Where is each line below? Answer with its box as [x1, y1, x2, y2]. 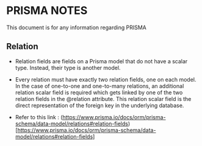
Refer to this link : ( [15, 113, 63, 120]
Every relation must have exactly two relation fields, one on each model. [15, 75, 197, 83]
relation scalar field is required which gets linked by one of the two [15, 89, 183, 96]
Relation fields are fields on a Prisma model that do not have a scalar [15, 57, 188, 64]
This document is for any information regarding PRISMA [6, 24, 146, 31]
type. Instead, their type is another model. [15, 64, 121, 71]
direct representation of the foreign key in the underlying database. [15, 102, 184, 109]
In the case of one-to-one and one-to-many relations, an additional [15, 82, 184, 89]
